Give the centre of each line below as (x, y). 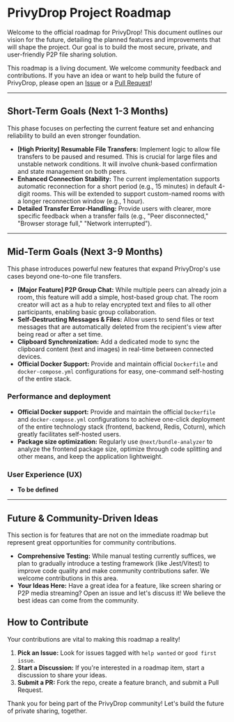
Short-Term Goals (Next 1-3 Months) (88, 111)
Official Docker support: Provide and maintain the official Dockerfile (116, 412)
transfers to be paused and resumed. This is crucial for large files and (117, 156)
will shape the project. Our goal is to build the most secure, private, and (110, 47)
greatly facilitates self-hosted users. (69, 434)
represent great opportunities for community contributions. (92, 542)
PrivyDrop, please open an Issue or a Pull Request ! (80, 82)
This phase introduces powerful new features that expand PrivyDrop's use (114, 268)
